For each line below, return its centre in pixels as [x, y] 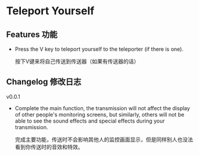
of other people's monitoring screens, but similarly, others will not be [99, 114]
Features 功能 [32, 34]
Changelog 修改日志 [44, 82]
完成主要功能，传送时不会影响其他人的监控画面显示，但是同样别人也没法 [104, 139]
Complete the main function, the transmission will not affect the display [102, 108]
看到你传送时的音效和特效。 [49, 146]
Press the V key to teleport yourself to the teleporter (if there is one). [99, 49]
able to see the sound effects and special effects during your [90, 121]
